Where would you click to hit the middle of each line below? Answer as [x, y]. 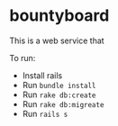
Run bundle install [59, 85]
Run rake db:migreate [63, 103]
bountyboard [59, 16]
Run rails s [45, 113]
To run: [23, 58]
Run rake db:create [59, 94]
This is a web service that [57, 40]
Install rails [42, 75]
